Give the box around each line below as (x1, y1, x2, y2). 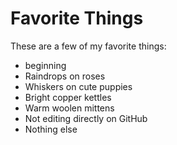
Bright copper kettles (24, 91, 112, 103)
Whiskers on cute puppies (24, 80, 133, 92)
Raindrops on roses (24, 70, 106, 82)
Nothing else (24, 123, 78, 135)
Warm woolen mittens (24, 102, 115, 114)
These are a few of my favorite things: (10, 40, 167, 52)
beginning (24, 59, 67, 71)
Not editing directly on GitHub (24, 112, 148, 124)
